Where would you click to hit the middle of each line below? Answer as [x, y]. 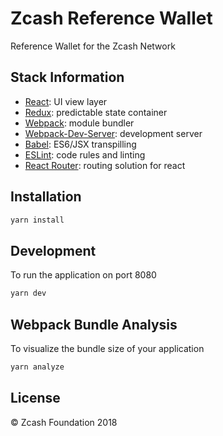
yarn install [37, 220]
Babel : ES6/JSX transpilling [80, 144]
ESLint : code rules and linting [85, 154]
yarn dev [28, 293]
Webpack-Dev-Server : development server [113, 133]
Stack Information [67, 77]
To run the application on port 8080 [83, 275]
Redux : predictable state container [96, 112]
